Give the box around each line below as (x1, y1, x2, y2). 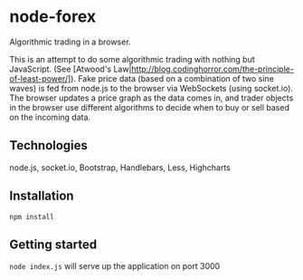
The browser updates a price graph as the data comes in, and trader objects (9, 92, 294, 103)
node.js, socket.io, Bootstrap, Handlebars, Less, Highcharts (9, 161, 231, 173)
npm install (9, 212, 54, 221)
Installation (9, 188, 74, 204)
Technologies (9, 138, 89, 153)
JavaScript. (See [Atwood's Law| (9, 63, 132, 74)
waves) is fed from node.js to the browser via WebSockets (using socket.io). (9, 82, 294, 93)
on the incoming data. (9, 111, 91, 122)
